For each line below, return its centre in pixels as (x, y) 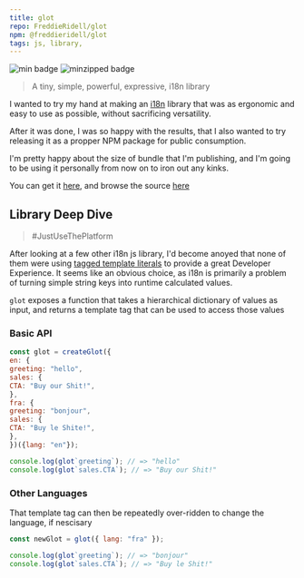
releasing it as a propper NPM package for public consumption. (128, 141)
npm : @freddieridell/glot (58, 34)
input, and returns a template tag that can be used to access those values (147, 310)
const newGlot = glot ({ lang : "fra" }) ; (87, 539)
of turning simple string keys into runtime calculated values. (121, 283)
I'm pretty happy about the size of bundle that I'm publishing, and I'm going (150, 159)
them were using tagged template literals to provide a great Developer (140, 263)
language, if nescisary (51, 522)
